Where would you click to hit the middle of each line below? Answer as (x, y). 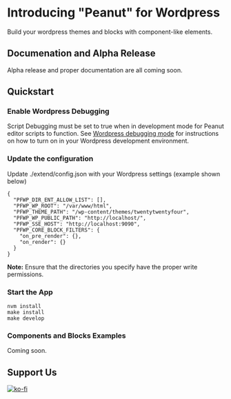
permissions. (26, 274)
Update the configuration (50, 158)
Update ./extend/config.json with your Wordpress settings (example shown (114, 174)
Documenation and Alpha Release (81, 53)
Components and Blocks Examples (67, 336)
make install (26, 313)
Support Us (32, 372)
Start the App (30, 292)
